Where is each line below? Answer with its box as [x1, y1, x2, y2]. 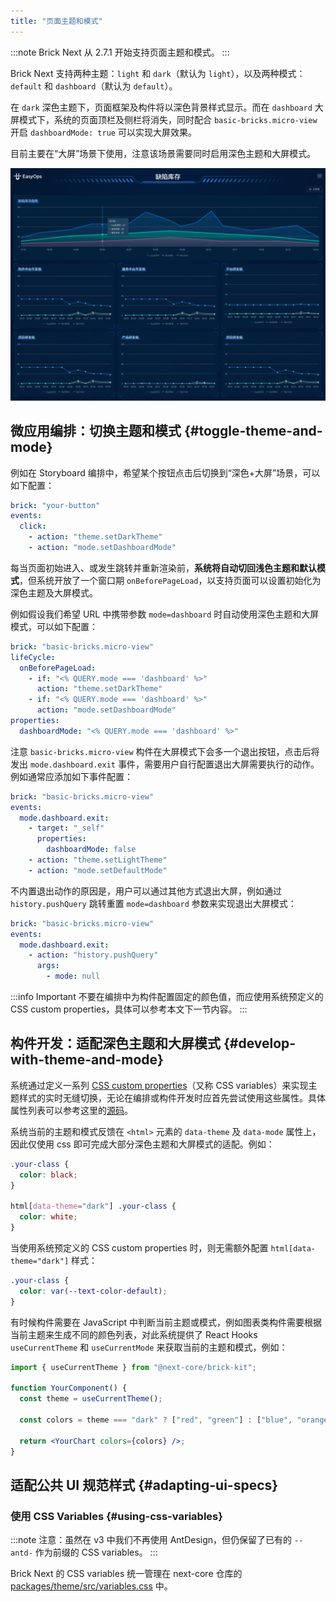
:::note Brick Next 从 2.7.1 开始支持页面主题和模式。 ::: [10, 46, 230, 58]
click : [19, 521, 47, 532]
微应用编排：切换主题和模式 [10, 423, 182, 440]
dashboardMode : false [46, 845, 137, 855]
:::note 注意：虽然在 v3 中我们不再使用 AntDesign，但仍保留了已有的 [10, 1534, 293, 1546]
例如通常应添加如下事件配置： [10, 770, 133, 782]
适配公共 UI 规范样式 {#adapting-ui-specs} [10, 1476, 279, 1494]
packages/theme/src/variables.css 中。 [10, 1580, 173, 1592]
